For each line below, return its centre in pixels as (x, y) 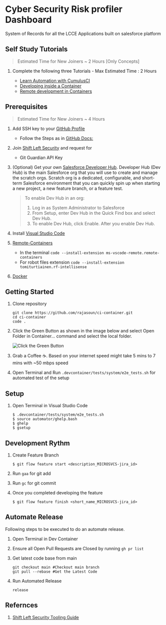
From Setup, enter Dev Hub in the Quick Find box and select (94, 213)
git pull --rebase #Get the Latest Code (55, 572)
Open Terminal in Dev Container (45, 539)
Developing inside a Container (51, 86)
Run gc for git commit (34, 483)
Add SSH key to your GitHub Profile (49, 129)
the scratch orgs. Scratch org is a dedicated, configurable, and (77, 177)
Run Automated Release (37, 581)
